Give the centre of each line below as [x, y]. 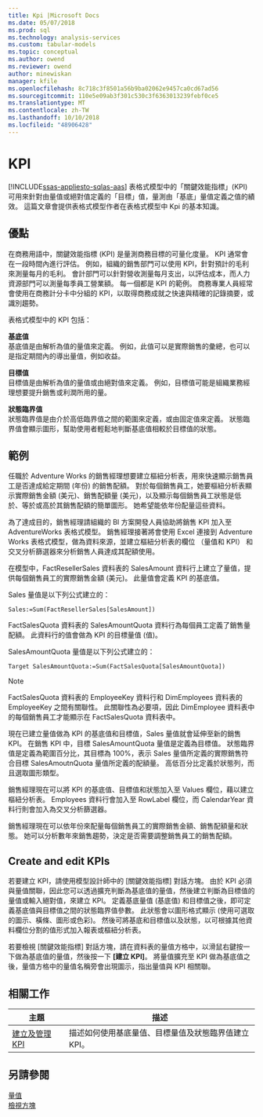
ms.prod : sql [29, 30]
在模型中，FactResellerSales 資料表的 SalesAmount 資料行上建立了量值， [126, 568]
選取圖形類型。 [39, 773]
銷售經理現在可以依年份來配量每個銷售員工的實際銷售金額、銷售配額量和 [124, 826]
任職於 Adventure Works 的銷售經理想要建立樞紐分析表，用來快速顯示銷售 [127, 476]
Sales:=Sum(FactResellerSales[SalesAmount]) [82, 610]
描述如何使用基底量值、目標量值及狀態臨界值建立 [159, 1032]
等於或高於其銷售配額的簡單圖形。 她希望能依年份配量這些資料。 [125, 505]
